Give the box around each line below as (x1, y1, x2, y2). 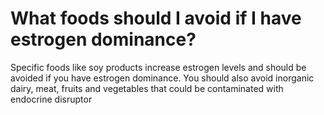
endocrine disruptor (10, 93, 93, 105)
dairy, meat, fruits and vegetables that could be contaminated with (10, 82, 284, 94)
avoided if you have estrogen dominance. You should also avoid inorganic (10, 72, 315, 84)
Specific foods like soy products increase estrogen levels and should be (10, 61, 307, 73)
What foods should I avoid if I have (10, 7, 302, 30)
